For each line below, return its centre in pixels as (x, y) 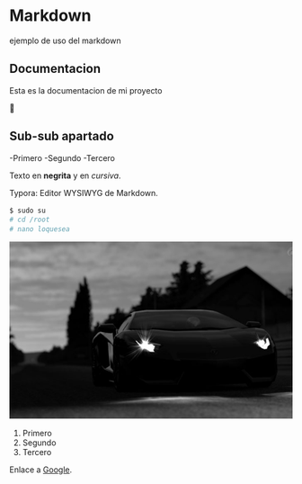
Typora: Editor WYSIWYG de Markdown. (84, 193)
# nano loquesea (40, 229)
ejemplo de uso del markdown (65, 40)
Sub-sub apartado (62, 136)
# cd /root (30, 220)
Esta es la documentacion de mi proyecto (86, 90)
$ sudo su (28, 211)
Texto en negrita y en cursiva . (65, 175)
